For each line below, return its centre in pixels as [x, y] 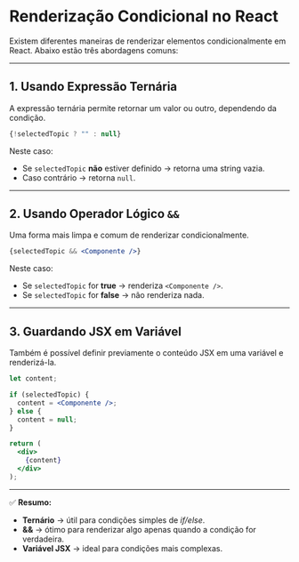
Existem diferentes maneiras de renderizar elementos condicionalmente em [148, 41]
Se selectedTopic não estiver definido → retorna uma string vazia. [143, 168]
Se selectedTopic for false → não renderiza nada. [113, 295]
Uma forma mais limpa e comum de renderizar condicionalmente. [129, 235]
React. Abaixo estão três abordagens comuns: [94, 50]
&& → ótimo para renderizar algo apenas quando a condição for [139, 529]
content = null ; [47, 420]
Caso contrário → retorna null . [79, 177]
